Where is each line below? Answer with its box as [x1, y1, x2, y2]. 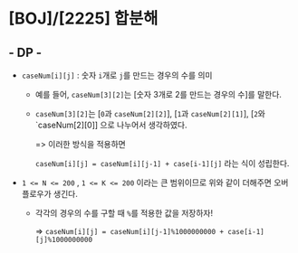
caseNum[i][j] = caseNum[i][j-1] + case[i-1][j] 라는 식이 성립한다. [34, 158, 290, 168]
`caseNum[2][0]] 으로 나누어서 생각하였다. [34, 119, 187, 130]
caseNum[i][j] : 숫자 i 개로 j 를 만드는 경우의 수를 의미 [21, 70, 213, 80]
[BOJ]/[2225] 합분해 [8, 8, 159, 29]
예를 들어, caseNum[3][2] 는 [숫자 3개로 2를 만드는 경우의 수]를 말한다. [34, 89, 283, 99]
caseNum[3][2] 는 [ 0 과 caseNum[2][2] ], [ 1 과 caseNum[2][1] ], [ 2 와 [34, 108, 266, 118]
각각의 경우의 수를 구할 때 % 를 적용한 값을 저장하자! [34, 208, 214, 218]
